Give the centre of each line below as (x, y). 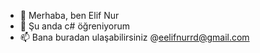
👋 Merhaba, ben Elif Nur (69, 15)
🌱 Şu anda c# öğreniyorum (75, 26)
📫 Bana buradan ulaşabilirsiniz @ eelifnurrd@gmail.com (134, 37)
